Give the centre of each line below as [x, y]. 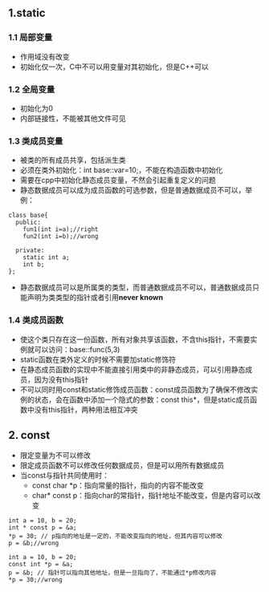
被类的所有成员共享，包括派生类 [73, 160]
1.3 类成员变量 [36, 141]
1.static [27, 13]
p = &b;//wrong [34, 543]
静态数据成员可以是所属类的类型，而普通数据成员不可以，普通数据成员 [136, 287]
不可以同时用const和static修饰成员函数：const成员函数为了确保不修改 [135, 389]
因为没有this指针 [61, 379]
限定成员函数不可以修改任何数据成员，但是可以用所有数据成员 [122, 465]
